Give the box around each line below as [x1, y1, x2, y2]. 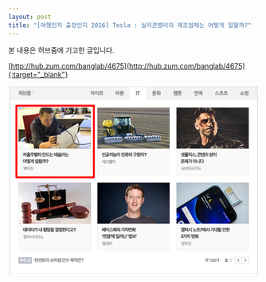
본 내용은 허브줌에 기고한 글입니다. [8, 45, 115, 55]
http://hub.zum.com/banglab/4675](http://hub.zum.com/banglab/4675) [10, 61, 245, 71]
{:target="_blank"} [8, 69, 68, 79]
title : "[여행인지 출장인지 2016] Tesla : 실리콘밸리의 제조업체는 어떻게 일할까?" [8, 21, 252, 29]
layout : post [8, 13, 52, 21]
